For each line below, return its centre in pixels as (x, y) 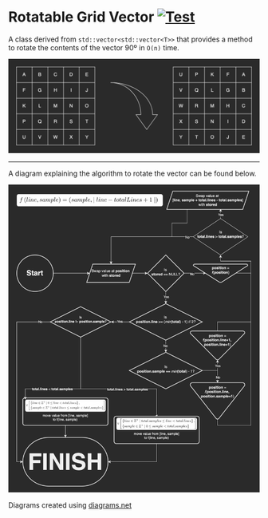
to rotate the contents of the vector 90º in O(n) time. (94, 47)
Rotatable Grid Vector (81, 17)
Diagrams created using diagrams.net (70, 505)
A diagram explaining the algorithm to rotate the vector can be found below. (132, 173)
